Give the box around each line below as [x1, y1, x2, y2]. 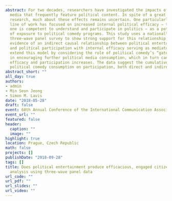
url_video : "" [5, 188, 36, 193]
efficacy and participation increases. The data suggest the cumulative [10, 60, 168, 65]
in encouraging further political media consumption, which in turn [10, 55, 159, 60]
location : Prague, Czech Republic [5, 141, 79, 146]
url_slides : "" [5, 184, 38, 189]
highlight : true [5, 136, 40, 141]
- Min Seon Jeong [5, 88, 42, 94]
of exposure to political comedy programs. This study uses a [10, 31, 145, 36]
